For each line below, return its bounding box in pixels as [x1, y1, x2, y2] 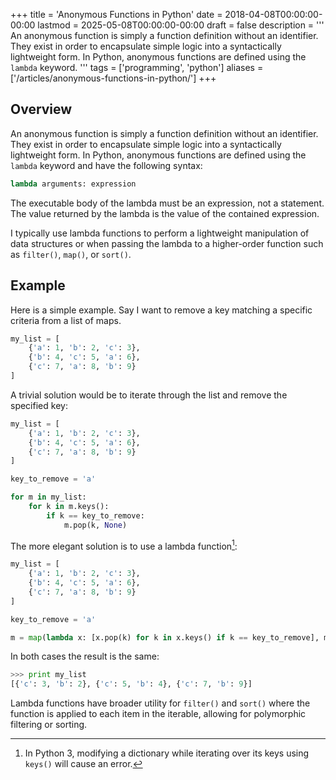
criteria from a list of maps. [10, 314, 122, 326]
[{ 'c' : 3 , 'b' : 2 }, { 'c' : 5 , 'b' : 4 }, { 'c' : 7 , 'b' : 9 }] [10, 679, 253, 689]
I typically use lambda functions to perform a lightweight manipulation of [10, 227, 310, 239]
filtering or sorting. [10, 719, 88, 731]
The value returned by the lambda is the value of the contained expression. [10, 207, 320, 219]
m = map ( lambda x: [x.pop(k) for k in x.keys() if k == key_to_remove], [10, 632, 320, 643]
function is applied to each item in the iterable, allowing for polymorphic [10, 708, 307, 720]
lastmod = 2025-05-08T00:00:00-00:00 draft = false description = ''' [37, 19, 325, 31]
